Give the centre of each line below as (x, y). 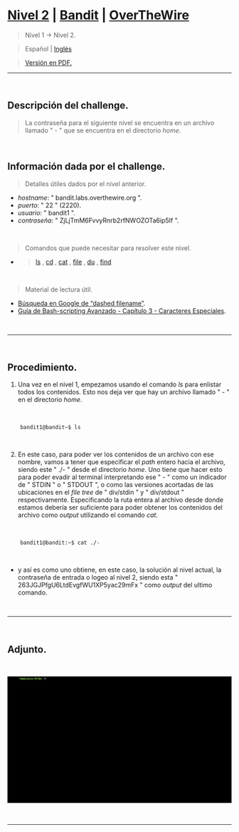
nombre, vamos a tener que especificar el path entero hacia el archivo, (121, 462)
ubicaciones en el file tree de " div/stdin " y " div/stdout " (101, 493)
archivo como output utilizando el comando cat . (88, 515)
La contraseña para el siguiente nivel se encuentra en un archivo (119, 123)
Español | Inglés (48, 48)
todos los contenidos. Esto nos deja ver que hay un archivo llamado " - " (123, 392)
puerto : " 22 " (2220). (49, 205)
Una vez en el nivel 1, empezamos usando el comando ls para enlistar (119, 384)
